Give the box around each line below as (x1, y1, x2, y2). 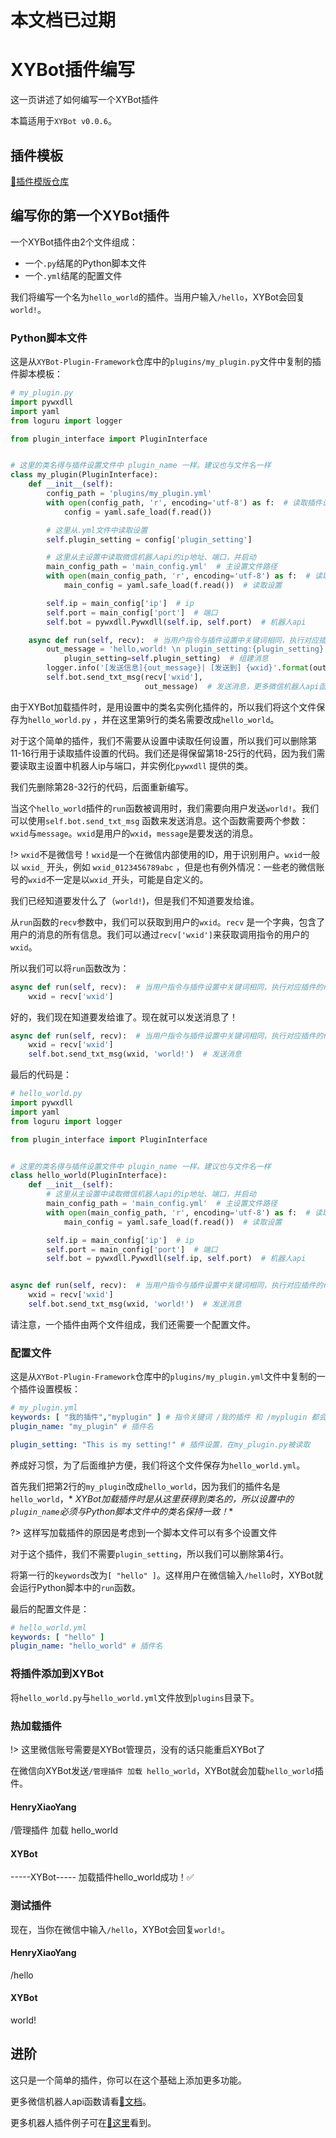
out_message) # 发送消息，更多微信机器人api (144, 681, 320, 691)
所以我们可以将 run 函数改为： (10, 962, 130, 974)
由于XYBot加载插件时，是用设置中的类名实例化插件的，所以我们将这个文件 (10, 701, 317, 713)
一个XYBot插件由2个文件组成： (10, 236, 138, 248)
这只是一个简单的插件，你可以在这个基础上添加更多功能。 (10, 2074, 247, 2086)
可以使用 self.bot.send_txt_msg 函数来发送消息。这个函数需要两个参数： (10, 814, 309, 826)
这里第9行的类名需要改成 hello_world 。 (119, 713, 280, 725)
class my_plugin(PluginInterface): (10, 470, 159, 480)
